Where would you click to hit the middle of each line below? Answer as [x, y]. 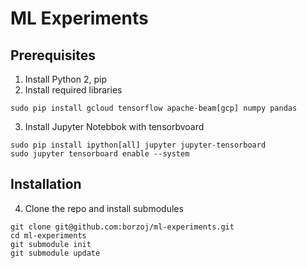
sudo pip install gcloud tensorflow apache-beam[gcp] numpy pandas [154, 108]
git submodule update [55, 253]
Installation [46, 184]
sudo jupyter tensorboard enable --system [100, 154]
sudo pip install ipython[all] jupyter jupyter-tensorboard [138, 145]
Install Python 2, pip [65, 79]
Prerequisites [53, 55]
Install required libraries [73, 90]
